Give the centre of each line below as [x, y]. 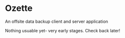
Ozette [19, 8]
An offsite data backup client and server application [56, 21]
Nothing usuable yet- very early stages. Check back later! [62, 30]
